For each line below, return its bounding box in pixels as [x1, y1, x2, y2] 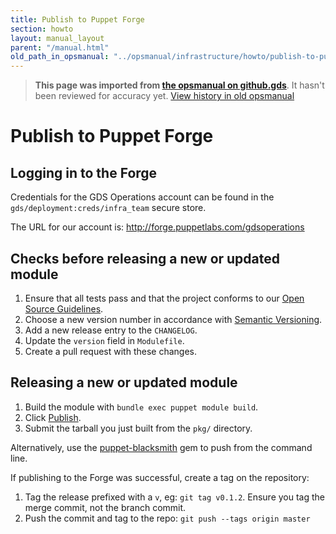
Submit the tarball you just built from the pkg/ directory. [24, 422, 253, 434]
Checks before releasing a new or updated [10, 250, 281, 267]
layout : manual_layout [10, 33, 105, 43]
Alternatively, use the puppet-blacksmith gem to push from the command [10, 441, 313, 453]
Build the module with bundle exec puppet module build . [24, 401, 259, 413]
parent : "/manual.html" [10, 42, 110, 53]
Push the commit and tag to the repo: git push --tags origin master [24, 512, 311, 524]
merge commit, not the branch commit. [24, 501, 187, 513]
